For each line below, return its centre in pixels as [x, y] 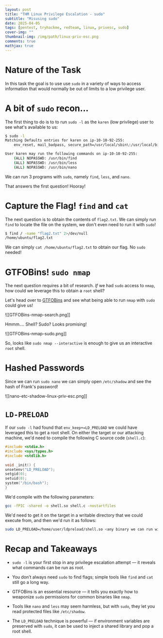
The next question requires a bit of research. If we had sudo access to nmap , [80, 286]
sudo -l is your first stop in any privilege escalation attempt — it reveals [84, 562]
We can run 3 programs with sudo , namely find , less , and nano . [68, 176]
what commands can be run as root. [48, 567]
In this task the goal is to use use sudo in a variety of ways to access [73, 83]
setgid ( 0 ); [16, 474]
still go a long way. [31, 582]
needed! [13, 252]
